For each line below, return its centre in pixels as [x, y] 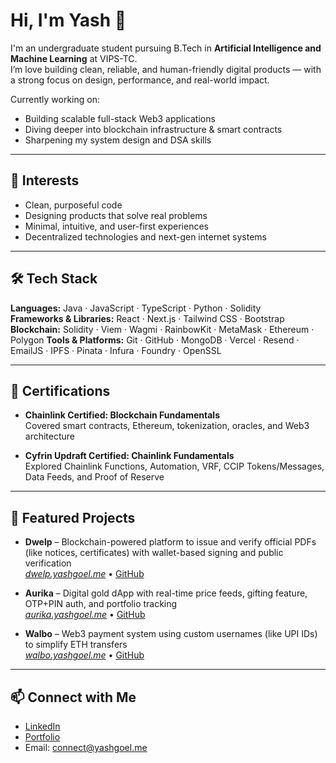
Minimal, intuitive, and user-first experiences [116, 226]
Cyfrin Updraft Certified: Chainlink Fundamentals [129, 456]
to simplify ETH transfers [76, 645]
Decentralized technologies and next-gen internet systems [145, 236]
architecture [50, 436]
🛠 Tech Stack [54, 279]
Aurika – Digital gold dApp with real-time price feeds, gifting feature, [166, 593]
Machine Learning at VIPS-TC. [74, 58]
